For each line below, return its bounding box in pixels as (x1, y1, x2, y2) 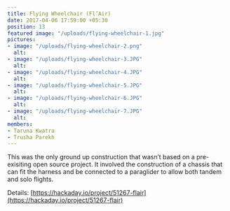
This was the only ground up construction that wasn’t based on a (7, 153, 195, 161)
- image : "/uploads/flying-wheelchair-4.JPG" (7, 68, 142, 75)
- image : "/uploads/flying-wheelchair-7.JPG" (7, 108, 142, 115)
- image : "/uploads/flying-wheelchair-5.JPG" (7, 82, 142, 89)
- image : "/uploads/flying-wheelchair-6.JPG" (7, 95, 142, 102)
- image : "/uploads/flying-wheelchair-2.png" (7, 43, 142, 50)
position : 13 (7, 23, 46, 30)
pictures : (7, 36, 36, 43)
